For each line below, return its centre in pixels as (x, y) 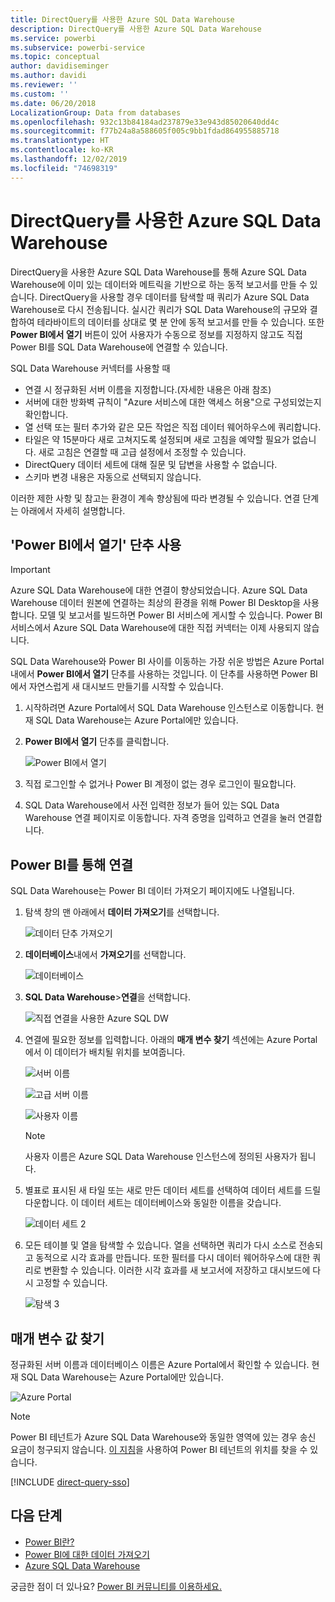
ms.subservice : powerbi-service (77, 47)
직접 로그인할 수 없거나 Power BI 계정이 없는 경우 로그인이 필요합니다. (160, 784)
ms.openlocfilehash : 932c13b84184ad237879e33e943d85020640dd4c (145, 122)
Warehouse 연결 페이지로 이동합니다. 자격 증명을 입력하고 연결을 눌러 (160, 818)
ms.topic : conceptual (55, 57)
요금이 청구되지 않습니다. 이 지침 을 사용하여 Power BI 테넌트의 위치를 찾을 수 (159, 1449)
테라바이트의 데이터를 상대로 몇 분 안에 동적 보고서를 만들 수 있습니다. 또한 (180, 322)
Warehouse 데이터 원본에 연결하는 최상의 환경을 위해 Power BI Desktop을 (156, 603)
